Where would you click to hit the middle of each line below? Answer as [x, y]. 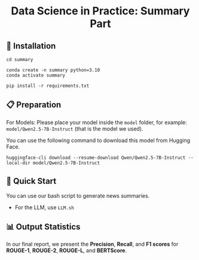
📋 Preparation [34, 105]
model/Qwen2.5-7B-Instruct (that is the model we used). [75, 129]
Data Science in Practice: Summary [100, 11]
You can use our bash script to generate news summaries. [78, 195]
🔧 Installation [31, 46]
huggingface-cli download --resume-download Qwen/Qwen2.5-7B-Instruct [96, 158]
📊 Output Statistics [43, 227]
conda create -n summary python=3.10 [53, 70]
